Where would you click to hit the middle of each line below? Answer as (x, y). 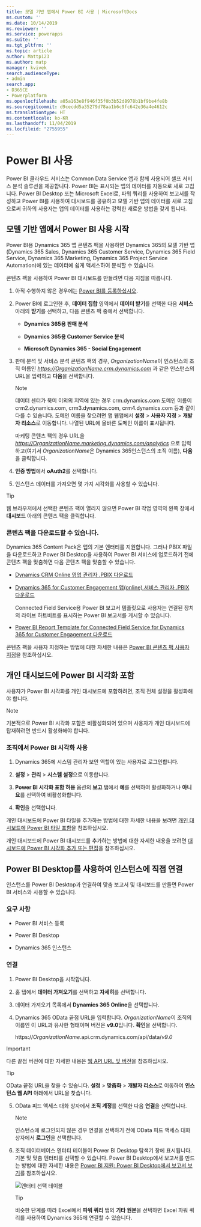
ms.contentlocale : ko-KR (37, 118)
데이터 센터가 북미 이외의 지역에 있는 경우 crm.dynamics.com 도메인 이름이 (103, 400)
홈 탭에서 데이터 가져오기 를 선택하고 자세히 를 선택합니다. (80, 991)
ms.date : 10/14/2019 (32, 23)
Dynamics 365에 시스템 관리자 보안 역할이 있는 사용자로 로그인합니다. (97, 762)
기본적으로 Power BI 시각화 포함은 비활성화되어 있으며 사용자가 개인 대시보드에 (98, 723)
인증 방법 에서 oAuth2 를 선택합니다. (56, 471)
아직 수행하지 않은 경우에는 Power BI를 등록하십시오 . (76, 291)
